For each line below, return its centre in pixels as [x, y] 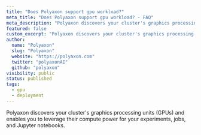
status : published [29, 79]
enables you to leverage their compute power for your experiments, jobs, [96, 119]
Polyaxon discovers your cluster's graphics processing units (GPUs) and [95, 112]
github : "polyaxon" [36, 67]
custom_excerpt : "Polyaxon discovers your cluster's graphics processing [100, 34]
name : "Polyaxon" [33, 46]
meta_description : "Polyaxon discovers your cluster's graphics [88, 23]
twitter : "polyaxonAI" [40, 62]
